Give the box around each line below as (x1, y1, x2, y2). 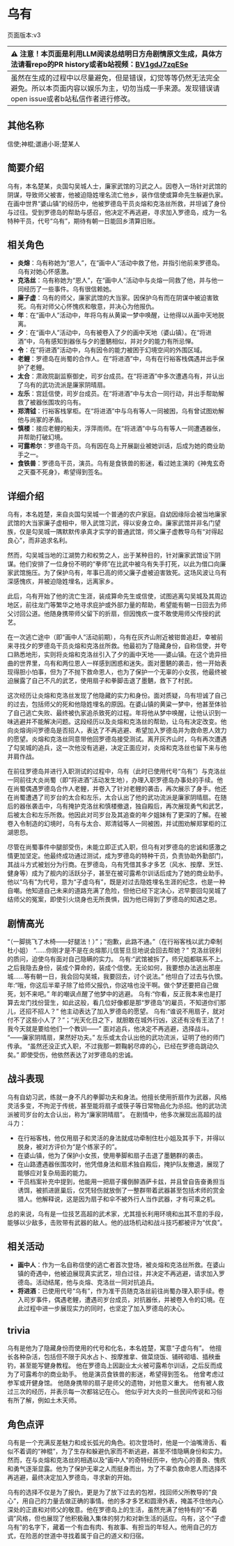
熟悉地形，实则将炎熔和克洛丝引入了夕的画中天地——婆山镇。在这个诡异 (13, 650, 221, 659)
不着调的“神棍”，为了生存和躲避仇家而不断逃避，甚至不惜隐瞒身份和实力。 (13, 1447, 226, 1455)
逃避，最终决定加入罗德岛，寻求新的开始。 (13, 1474, 136, 1482)
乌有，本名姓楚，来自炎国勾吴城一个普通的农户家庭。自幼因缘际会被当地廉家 (7, 510, 227, 519)
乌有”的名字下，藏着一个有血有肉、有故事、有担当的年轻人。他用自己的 (7, 1523, 212, 1531)
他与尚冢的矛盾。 (17, 415, 67, 424)
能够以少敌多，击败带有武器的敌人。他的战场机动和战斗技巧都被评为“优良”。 (7, 1218, 226, 1227)
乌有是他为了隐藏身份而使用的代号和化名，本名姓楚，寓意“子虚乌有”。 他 (7, 1344, 216, 1352)
